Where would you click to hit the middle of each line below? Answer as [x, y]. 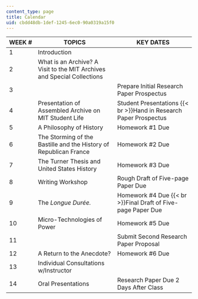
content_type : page [30, 11]
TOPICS [75, 42]
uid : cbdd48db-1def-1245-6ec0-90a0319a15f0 [60, 22]
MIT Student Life [61, 118]
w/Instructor [55, 271]
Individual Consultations [71, 263]
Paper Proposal [138, 244]
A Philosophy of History [70, 127]
